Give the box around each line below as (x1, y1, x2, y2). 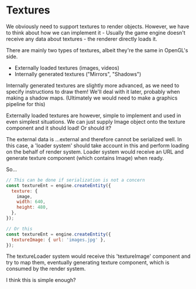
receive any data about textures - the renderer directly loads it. (6, 35, 157, 42)
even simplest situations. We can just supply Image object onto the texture (6, 118, 185, 125)
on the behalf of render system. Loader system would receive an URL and (6, 148, 184, 155)
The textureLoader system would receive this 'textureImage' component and (6, 253, 191, 260)
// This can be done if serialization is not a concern (6, 177, 145, 183)
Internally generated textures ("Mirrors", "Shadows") (14, 70, 142, 77)
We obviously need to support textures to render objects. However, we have (6, 23, 190, 30)
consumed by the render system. (6, 265, 86, 273)
